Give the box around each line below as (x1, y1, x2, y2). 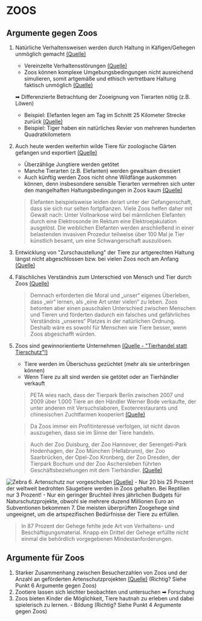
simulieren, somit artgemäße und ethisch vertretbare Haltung (24, 75, 177, 82)
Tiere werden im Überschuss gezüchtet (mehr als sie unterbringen (24, 361, 191, 367)
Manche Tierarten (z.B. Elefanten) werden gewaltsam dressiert (24, 168, 181, 174)
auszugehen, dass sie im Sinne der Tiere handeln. (30, 429, 155, 436)
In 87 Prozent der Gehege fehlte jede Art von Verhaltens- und (21, 523, 175, 529)
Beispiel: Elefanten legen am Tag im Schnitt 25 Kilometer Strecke (24, 112, 186, 118)
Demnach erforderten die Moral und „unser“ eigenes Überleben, (30, 292, 191, 299)
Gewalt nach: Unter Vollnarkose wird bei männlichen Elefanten (30, 211, 186, 219)
